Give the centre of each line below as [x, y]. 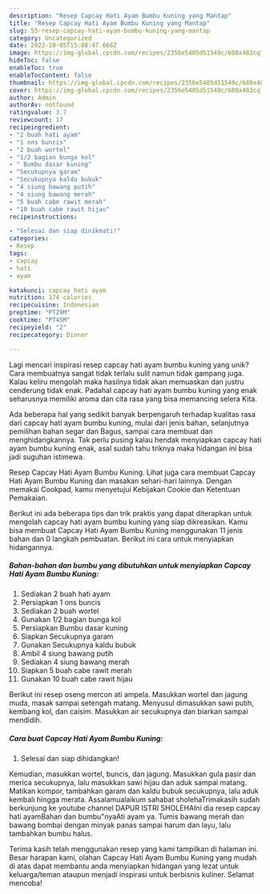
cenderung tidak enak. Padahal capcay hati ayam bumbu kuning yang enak [133, 390]
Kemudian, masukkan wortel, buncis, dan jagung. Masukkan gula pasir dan [133, 774]
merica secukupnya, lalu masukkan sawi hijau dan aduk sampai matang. [128, 783]
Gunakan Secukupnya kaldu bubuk [79, 645]
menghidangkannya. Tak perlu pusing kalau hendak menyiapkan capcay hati [135, 439]
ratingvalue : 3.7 [38, 113]
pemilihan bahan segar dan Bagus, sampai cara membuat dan [111, 431]
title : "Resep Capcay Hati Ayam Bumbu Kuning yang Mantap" [110, 23]
